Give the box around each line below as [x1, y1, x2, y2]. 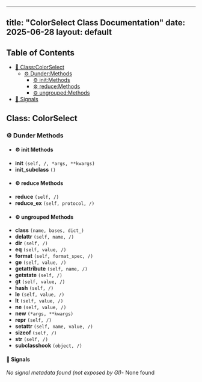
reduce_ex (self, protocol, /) [14, 199, 95, 207]
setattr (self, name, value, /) [14, 323, 93, 330]
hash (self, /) [14, 284, 54, 292]
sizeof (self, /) [14, 329, 57, 336]
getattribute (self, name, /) [14, 265, 88, 272]
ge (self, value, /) [14, 258, 67, 266]
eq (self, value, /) [14, 246, 67, 253]
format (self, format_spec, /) [14, 252, 93, 260]
